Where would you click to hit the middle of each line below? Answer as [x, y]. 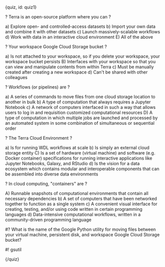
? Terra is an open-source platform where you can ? [58, 17]
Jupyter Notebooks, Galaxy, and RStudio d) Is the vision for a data [73, 163]
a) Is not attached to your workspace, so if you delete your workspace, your [82, 56]
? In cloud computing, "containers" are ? [46, 184]
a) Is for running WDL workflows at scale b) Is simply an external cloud [77, 148]
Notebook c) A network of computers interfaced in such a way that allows [81, 107]
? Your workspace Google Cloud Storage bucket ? [56, 46]
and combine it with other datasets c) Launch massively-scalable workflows [82, 32]
